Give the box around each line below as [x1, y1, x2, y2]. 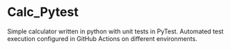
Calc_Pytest [7, 4, 79, 20]
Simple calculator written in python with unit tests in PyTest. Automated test [7, 27, 224, 35]
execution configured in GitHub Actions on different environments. [7, 34, 198, 42]
